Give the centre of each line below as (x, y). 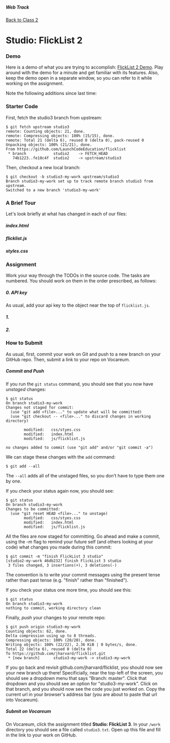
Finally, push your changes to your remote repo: (56, 618)
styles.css (17, 251)
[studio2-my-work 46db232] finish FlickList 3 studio (64, 561)
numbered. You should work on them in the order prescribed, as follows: (81, 281)
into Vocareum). (23, 700)
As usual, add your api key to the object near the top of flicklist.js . (78, 305)
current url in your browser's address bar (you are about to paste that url (81, 694)
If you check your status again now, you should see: (60, 491)
